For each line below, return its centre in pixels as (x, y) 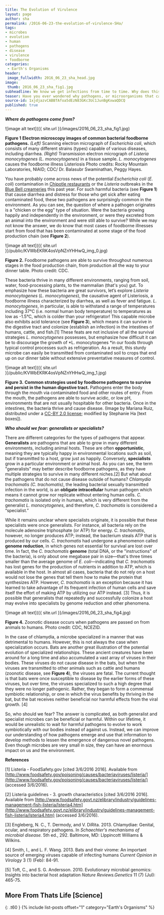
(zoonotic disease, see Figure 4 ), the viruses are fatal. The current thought (80, 673)
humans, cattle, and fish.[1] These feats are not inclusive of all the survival (80, 332)
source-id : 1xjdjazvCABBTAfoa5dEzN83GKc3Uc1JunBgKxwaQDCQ (65, 101)
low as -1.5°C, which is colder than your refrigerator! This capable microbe (80, 317)
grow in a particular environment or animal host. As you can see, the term (79, 464)
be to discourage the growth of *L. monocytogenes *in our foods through (79, 342)
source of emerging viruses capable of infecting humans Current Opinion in (81, 855)
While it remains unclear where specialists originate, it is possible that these (81, 520)
